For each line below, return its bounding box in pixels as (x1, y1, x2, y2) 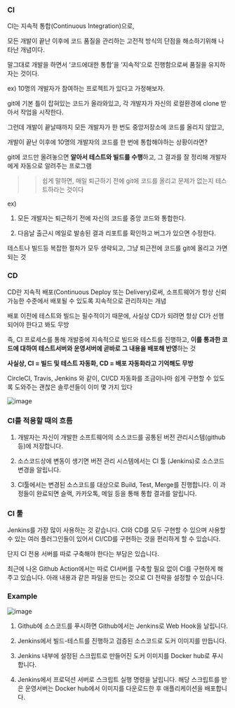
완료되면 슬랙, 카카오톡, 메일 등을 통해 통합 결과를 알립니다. (36, 489, 197, 498)
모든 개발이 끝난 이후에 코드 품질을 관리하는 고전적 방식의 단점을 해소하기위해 (7, 37, 217, 45)
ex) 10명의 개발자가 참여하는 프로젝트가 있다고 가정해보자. (7, 84, 166, 93)
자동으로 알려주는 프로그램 (20, 162, 93, 170)
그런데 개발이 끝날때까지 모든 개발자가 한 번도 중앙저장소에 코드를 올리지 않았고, (7, 123, 224, 132)
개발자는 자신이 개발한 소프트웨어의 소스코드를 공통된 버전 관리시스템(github (17, 433, 226, 441)
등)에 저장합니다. (17, 441, 64, 450)
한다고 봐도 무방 (25, 320, 69, 329)
